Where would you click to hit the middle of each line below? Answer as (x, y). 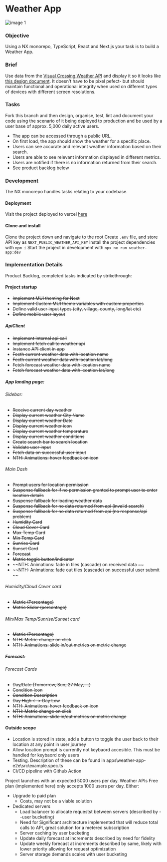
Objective (17, 36)
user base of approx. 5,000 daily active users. (52, 126)
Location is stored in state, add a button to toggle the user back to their (85, 739)
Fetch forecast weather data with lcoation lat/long (63, 370)
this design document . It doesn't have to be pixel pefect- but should (75, 81)
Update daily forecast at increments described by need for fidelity (87, 838)
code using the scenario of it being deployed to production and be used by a (84, 121)
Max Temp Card (29, 532)
